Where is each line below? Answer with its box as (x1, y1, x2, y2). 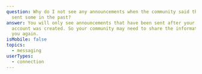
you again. (11, 31, 39, 37)
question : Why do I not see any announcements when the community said (6, 8, 189, 15)
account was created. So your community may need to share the (11, 25, 173, 32)
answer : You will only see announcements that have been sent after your (6, 20, 195, 26)
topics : (6, 42, 26, 48)
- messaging (11, 48, 42, 54)
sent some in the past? (11, 14, 71, 20)
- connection (11, 58, 44, 64)
